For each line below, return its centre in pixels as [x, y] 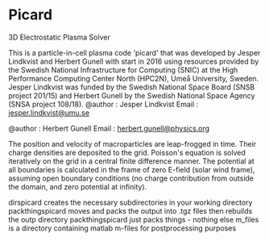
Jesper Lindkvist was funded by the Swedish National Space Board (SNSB [132, 87]
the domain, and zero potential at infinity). [78, 186]
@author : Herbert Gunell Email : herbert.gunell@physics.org [109, 128]
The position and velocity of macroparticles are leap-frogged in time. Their [132, 143]
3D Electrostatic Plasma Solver [59, 37]
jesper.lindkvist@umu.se [49, 112]
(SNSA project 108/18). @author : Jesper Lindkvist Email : [103, 104]
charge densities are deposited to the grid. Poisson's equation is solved [127, 152]
